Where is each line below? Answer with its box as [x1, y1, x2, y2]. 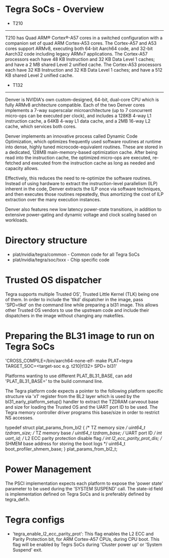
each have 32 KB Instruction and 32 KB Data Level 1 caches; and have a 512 [5, 67, 162, 73]
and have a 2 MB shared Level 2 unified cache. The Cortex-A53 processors [5, 62, 162, 68]
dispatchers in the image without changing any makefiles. [5, 312, 125, 318]
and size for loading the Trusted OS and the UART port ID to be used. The [5, 404, 158, 410]
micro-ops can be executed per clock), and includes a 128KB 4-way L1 [5, 113, 152, 119]
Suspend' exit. [12, 546, 43, 553]
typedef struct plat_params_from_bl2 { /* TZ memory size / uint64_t [5, 424, 146, 430]
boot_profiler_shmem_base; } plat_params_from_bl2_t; [5, 445, 118, 452]
